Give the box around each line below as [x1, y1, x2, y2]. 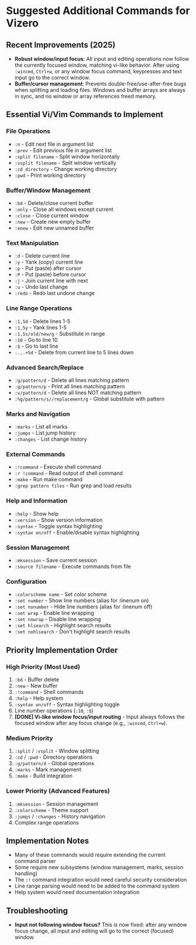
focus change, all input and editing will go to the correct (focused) [14, 927, 174, 934]
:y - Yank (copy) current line [14, 259, 84, 266]
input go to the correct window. [14, 74, 91, 81]
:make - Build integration [14, 772, 73, 779]
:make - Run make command [14, 476, 83, 483]
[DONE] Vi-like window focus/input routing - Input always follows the [14, 713, 185, 721]
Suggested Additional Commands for [6, 4, 190, 18]
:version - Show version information [14, 516, 103, 523]
